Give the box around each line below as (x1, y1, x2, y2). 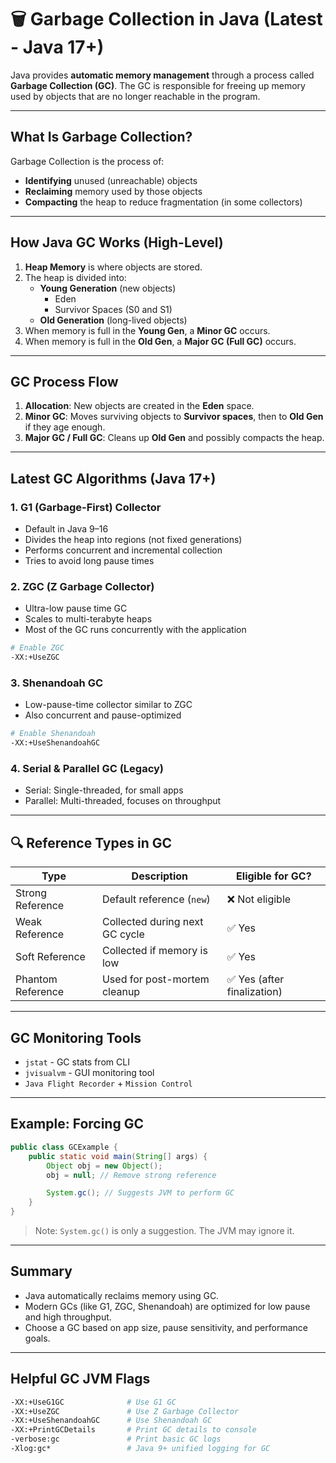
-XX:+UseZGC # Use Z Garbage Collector (10, 1406, 240, 1416)
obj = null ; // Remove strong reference (46, 1170, 217, 1180)
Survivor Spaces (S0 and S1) (54, 303, 173, 315)
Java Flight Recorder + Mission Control (24, 1077, 193, 1090)
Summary (10, 1263, 73, 1280)
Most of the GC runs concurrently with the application (24, 624, 247, 636)
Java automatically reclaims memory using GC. (24, 1289, 220, 1301)
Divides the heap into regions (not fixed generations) (24, 534, 243, 546)
